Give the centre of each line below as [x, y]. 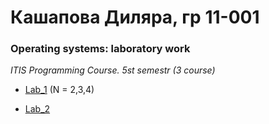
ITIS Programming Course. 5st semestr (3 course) [113, 70]
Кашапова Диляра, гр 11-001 [135, 17]
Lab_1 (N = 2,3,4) [59, 90]
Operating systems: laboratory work [100, 49]
